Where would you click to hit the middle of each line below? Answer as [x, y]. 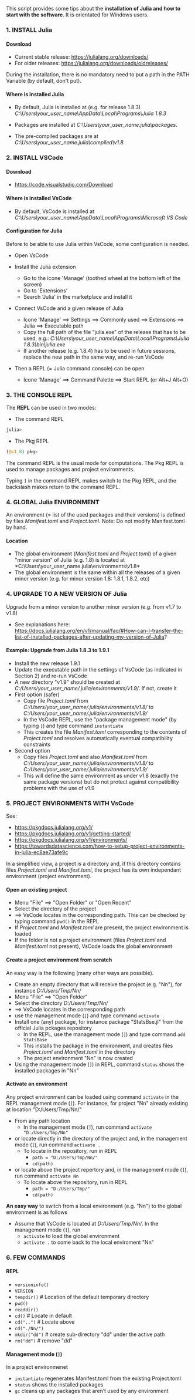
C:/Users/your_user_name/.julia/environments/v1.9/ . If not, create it [95, 688]
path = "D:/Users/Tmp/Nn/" [65, 1158]
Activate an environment [37, 1084]
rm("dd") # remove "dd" [44, 1340]
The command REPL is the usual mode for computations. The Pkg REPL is [95, 463]
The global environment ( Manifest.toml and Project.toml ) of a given [95, 554]
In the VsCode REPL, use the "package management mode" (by [100, 719]
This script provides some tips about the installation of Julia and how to [93, 9]
